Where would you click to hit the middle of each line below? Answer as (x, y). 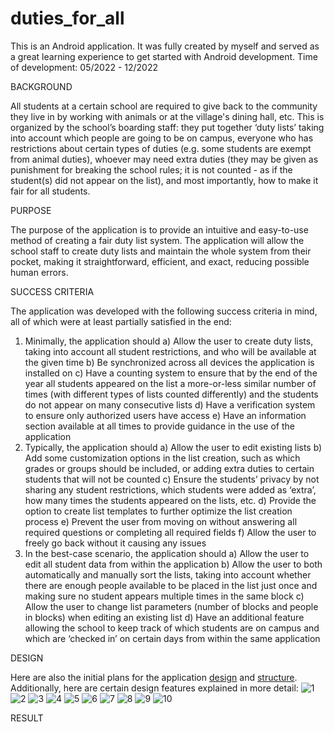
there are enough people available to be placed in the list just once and (171, 585)
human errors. (39, 272)
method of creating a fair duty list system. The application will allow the (157, 240)
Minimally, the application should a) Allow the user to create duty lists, (169, 341)
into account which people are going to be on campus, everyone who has (162, 138)
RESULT (27, 718)
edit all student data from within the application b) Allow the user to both (173, 564)
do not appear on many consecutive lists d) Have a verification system (170, 404)
